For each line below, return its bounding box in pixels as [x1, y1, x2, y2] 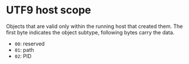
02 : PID [14, 52, 32, 59]
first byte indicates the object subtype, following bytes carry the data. [6, 29, 175, 35]
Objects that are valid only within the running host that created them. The [6, 23, 183, 30]
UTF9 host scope [6, 3, 92, 17]
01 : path [14, 46, 34, 53]
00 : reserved [14, 40, 45, 47]
